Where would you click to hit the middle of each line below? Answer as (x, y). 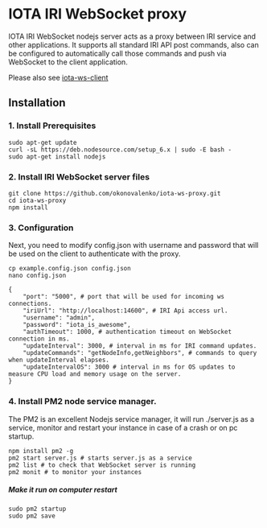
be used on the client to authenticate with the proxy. (94, 254)
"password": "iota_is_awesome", (77, 325)
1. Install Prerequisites (52, 126)
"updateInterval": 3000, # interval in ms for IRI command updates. (140, 346)
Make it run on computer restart (63, 490)
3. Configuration (41, 228)
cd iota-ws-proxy (37, 200)
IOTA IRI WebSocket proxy (98, 14)
